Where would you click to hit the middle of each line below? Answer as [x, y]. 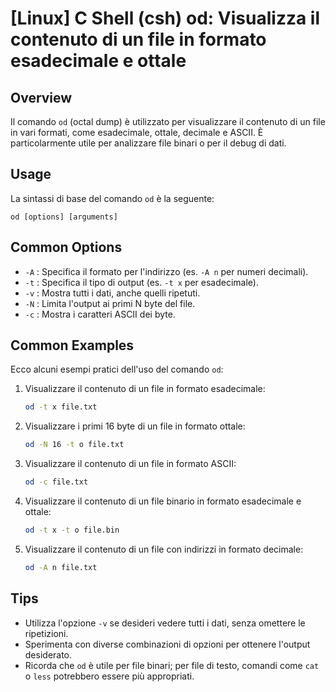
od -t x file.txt [61, 407]
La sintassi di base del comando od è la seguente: [112, 198]
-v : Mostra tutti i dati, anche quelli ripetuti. [112, 293]
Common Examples [72, 345]
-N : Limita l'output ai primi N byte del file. [110, 303]
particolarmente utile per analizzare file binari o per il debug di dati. [148, 143]
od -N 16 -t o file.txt [74, 445]
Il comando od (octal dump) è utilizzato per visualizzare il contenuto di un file [168, 121]
